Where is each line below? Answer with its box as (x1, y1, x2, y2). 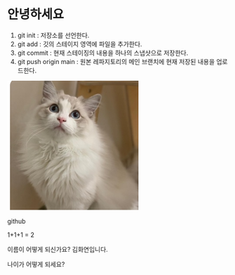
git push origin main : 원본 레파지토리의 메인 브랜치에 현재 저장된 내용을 (17, 57, 215, 65)
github (7, 217, 26, 225)
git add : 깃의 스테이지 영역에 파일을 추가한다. (17, 39, 142, 48)
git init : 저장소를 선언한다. (17, 31, 90, 39)
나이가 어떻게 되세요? (7, 260, 65, 268)
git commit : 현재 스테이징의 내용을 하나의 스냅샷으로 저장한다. (17, 49, 189, 57)
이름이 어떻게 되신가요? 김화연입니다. (7, 245, 109, 253)
